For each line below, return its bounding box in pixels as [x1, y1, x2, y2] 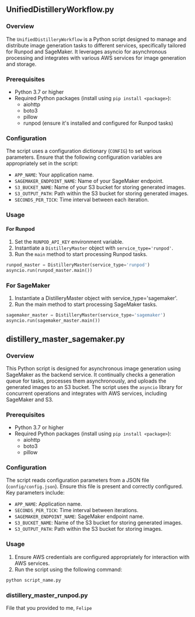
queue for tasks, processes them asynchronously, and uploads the [6, 377, 166, 384]
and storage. [6, 60, 37, 67]
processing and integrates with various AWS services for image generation [6, 54, 186, 61]
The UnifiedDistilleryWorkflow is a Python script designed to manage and [6, 35, 187, 43]
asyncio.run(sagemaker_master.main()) [6, 318, 100, 324]
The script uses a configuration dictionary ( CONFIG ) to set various [6, 148, 162, 155]
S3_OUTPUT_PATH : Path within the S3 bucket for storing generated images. [14, 190, 189, 197]
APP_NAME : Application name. [14, 500, 82, 507]
